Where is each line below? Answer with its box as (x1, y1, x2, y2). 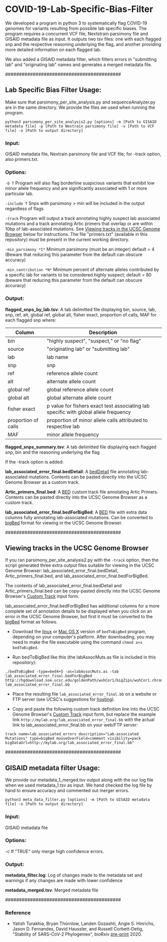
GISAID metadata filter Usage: (5, 764, 100, 772)
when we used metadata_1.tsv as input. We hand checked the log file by (5, 782, 153, 788)
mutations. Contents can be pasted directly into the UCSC (28, 474, 148, 480)
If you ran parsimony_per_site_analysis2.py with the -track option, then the (5, 557, 159, 563)
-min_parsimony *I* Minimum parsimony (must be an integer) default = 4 (5, 246, 155, 252)
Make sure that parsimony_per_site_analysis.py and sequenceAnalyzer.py (5, 99, 156, 105)
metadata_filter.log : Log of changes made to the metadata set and (5, 872, 143, 878)
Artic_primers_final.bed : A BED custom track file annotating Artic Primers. (5, 489, 159, 495)
